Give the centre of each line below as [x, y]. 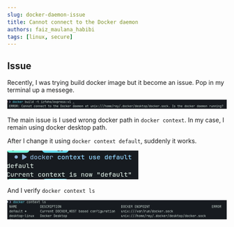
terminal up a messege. [41, 90]
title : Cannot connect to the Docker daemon [73, 22]
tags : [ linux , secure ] [40, 37]
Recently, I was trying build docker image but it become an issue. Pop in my [116, 83]
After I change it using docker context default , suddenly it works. [102, 141]
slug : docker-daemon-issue [46, 15]
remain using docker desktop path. [57, 127]
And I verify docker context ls [51, 190]
